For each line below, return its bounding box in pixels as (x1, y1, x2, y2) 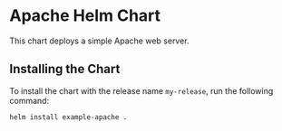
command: (9, 95, 50, 106)
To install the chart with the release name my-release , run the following (9, 85, 274, 96)
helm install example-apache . (9, 112, 128, 122)
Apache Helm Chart (9, 5, 161, 26)
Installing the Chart (9, 61, 121, 77)
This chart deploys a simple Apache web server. (9, 35, 190, 46)
